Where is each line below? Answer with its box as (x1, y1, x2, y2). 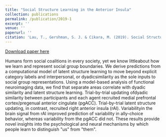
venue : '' (5, 26, 26, 31)
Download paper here (5, 48, 49, 54)
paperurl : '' (5, 30, 32, 35)
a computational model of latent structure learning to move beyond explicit (5, 68, 157, 74)
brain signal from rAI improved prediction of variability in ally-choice (5, 110, 143, 116)
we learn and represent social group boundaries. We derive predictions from (5, 63, 161, 69)
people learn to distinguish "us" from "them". (5, 126, 97, 132)
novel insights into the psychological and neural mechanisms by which (5, 121, 149, 127)
